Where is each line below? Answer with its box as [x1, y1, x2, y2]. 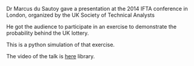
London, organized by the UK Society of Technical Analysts [6, 11, 155, 19]
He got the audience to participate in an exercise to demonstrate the [6, 23, 177, 30]
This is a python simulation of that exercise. [6, 41, 115, 48]
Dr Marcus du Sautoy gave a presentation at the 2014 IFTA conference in [6, 5, 188, 12]
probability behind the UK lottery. [6, 29, 89, 37]
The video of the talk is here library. [6, 53, 95, 59]
